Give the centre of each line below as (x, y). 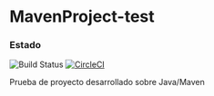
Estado (25, 45)
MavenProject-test (82, 17)
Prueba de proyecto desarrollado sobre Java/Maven (107, 82)
